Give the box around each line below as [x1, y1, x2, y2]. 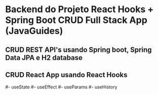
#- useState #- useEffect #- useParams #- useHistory [5, 84, 117, 90]
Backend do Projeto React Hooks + [5, 4, 154, 15]
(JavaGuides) [5, 25, 63, 37]
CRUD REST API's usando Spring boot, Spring [5, 45, 152, 54]
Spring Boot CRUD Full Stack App [5, 14, 148, 26]
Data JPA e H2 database [5, 53, 83, 62]
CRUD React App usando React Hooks [5, 70, 128, 79]
